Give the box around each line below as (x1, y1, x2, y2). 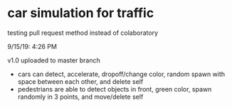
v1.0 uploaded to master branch (7, 55, 101, 65)
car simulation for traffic (7, 5, 154, 21)
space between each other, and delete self (17, 77, 144, 86)
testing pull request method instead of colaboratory (7, 28, 159, 37)
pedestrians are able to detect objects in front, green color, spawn (17, 85, 212, 93)
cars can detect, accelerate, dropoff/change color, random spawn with (17, 70, 226, 78)
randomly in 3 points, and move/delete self (17, 92, 144, 101)
